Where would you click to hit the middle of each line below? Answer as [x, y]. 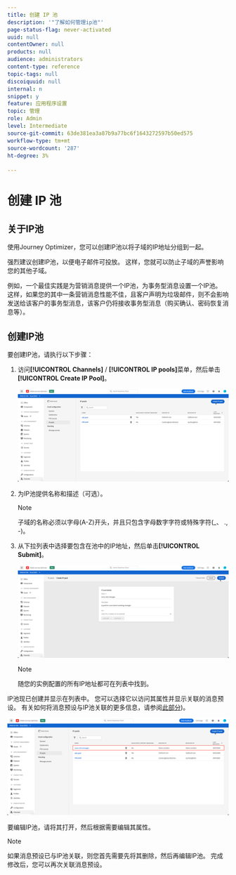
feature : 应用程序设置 [37, 104]
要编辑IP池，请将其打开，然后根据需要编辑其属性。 [81, 827]
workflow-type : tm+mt [39, 140]
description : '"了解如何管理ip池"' [55, 22]
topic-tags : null [33, 74]
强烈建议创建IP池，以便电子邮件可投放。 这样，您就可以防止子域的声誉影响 [116, 262]
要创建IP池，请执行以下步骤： [50, 354]
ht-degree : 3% [28, 156]
